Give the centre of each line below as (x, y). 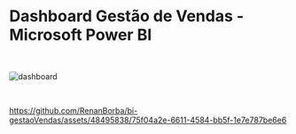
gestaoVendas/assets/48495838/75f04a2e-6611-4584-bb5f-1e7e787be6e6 (148, 120)
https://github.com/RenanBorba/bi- (74, 110)
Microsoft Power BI (81, 35)
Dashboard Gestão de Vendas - (127, 16)
